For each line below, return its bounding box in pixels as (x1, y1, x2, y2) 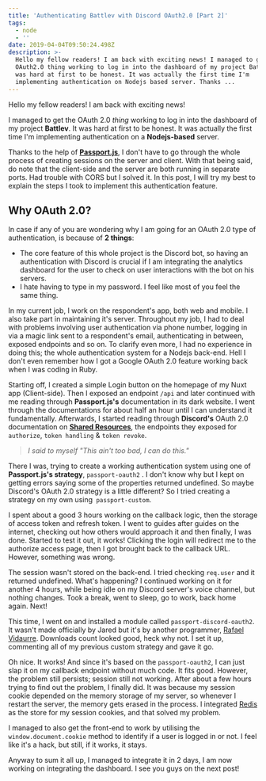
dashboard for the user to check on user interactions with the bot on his (19, 265, 255, 275)
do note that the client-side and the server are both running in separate (8, 164, 240, 173)
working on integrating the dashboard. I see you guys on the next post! (8, 764, 240, 773)
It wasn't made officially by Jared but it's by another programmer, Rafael (8, 625, 244, 634)
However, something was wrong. (8, 552, 116, 562)
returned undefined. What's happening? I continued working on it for (8, 576, 232, 586)
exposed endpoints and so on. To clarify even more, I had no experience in (8, 340, 253, 349)
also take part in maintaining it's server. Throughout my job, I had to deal (8, 314, 245, 324)
